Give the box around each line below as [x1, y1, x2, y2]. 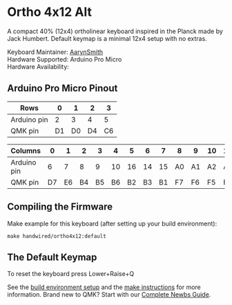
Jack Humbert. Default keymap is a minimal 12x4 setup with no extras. [7, 34, 207, 42]
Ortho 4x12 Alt [7, 4, 92, 20]
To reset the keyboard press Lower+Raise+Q [7, 270, 135, 278]
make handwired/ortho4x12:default [7, 232, 107, 239]
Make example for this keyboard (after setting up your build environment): [7, 219, 217, 228]
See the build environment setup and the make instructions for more [7, 283, 202, 291]
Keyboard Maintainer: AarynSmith [7, 48, 104, 56]
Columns [10, 146, 41, 156]
